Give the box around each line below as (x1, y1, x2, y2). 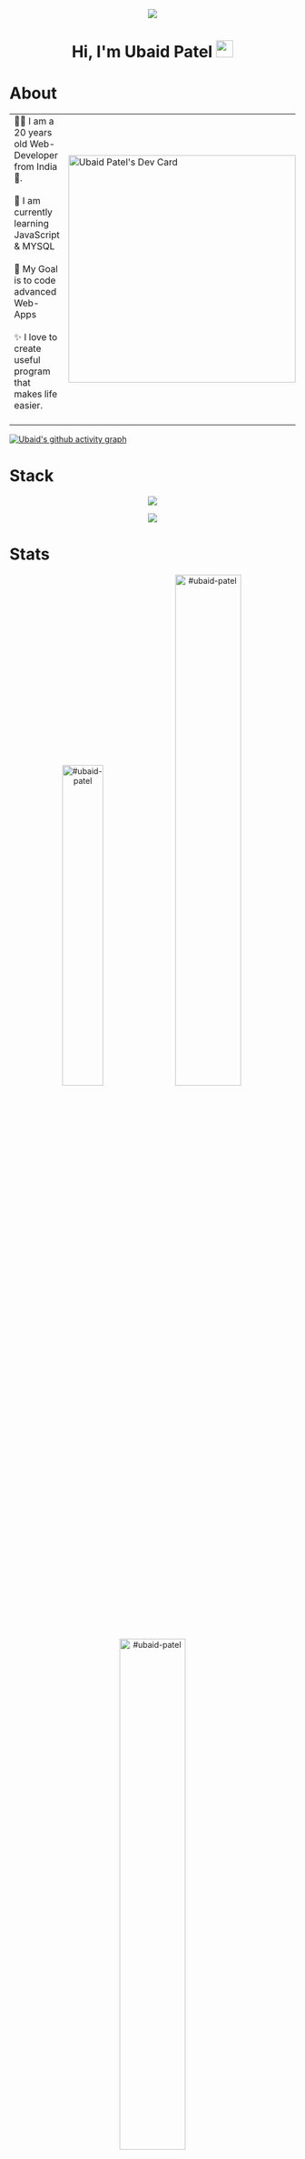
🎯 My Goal (14, 263, 59, 276)
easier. (14, 399, 44, 412)
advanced (14, 286, 57, 298)
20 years (14, 126, 53, 139)
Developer (14, 149, 59, 162)
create (14, 342, 42, 355)
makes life (14, 387, 58, 400)
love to (28, 331, 58, 344)
